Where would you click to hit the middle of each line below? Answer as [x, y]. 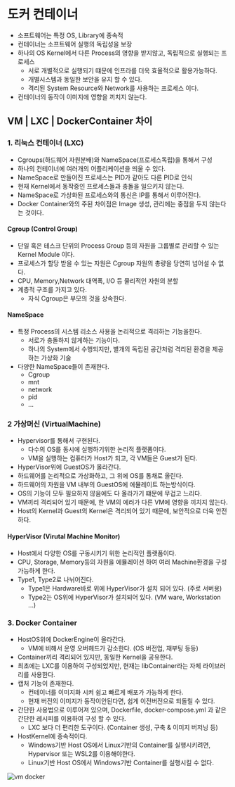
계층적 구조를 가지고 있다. [52, 289]
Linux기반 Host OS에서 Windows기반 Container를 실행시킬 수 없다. [121, 762]
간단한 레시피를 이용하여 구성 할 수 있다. [72, 718]
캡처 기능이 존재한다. [46, 683]
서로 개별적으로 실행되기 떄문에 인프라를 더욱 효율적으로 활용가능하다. [122, 70]
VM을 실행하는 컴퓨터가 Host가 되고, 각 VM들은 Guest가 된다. [113, 458]
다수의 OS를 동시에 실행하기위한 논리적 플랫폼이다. [97, 449]
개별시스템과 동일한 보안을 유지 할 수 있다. [85, 79]
